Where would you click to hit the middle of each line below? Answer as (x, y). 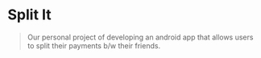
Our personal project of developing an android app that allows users (140, 37)
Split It (29, 15)
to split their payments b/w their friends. (94, 45)
